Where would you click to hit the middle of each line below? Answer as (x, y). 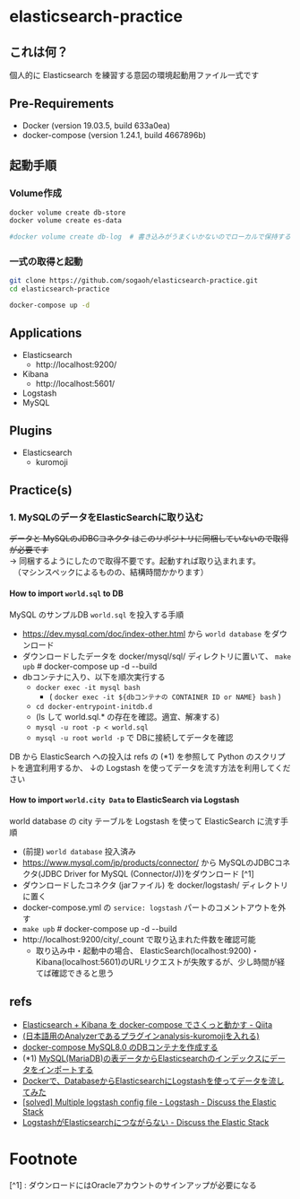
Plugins (31, 431)
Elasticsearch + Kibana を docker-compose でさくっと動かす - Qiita (147, 1024)
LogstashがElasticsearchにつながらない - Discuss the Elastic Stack (146, 1122)
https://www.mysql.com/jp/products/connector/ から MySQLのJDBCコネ (156, 862)
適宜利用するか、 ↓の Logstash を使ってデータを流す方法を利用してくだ (158, 767)
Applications (46, 333)
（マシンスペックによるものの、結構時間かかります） (112, 573)
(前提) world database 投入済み (79, 851)
